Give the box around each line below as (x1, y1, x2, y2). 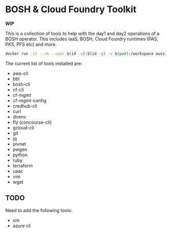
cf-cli (12, 86, 24, 92)
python (12, 152, 28, 158)
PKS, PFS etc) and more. (5, 41, 57, 47)
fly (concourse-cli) (12, 119, 52, 125)
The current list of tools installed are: (5, 60, 82, 66)
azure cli (12, 222, 31, 228)
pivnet (12, 141, 26, 147)
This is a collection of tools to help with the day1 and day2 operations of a (5, 30, 160, 36)
